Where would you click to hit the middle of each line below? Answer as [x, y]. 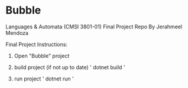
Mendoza [17, 32]
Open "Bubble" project [42, 56]
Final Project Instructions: [37, 44]
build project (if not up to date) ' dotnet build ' [69, 67]
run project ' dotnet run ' [44, 79]
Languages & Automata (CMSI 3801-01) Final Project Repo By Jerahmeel [94, 27]
